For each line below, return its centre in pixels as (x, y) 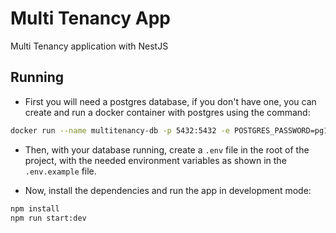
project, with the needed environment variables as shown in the (155, 160)
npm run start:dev (48, 218)
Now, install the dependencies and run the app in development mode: (168, 190)
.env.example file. (60, 171)
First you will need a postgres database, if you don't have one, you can (170, 101)
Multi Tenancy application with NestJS (89, 46)
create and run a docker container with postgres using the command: (167, 112)
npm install (35, 208)
